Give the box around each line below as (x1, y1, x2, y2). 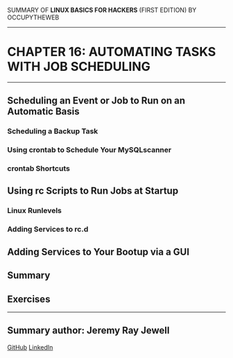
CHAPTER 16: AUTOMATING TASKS (7, 44, 216, 60)
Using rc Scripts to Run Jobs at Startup (7, 185, 179, 197)
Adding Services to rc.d (7, 225, 89, 235)
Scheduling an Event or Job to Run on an (7, 95, 186, 107)
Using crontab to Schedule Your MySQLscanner (7, 145, 172, 155)
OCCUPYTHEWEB (7, 13, 60, 22)
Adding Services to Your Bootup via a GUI (7, 246, 189, 257)
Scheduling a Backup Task (7, 126, 98, 136)
